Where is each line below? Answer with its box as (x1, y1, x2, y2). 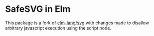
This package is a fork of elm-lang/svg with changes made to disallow (5, 20, 150, 26)
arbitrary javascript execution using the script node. (5, 25, 112, 31)
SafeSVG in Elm (5, 3, 71, 15)
